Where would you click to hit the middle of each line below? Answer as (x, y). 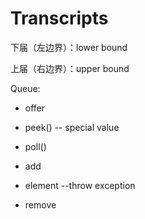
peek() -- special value (72, 127)
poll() (35, 146)
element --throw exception (80, 185)
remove (40, 204)
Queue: (25, 88)
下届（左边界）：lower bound (69, 47)
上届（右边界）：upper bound (70, 68)
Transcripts (59, 18)
